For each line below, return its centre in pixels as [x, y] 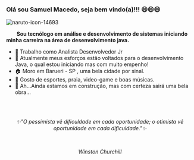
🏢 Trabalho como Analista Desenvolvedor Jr [69, 52]
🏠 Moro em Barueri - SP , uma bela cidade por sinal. [79, 71]
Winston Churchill [100, 152]
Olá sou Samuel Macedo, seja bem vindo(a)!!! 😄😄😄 [83, 10]
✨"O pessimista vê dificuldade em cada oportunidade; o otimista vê [100, 122]
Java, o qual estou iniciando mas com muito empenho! [82, 64]
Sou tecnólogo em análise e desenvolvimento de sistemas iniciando [102, 34]
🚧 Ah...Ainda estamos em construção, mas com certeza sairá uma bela [101, 86]
